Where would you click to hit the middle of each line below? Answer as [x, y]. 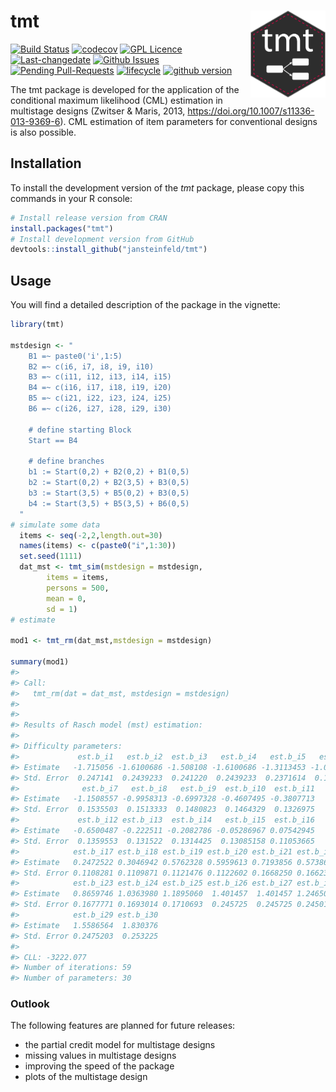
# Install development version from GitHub [102, 239]
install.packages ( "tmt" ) [62, 228]
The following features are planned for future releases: [123, 1026]
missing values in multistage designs [100, 1056]
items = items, [78, 578]
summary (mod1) [40, 662]
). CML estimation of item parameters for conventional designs [188, 121]
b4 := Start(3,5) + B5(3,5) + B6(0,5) [109, 503]
